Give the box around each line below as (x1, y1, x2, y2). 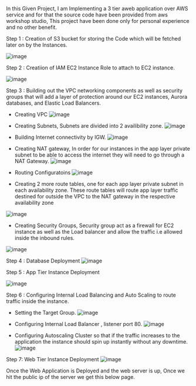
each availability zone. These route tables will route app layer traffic (14, 187, 178, 194)
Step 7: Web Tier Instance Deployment (6, 356, 99, 362)
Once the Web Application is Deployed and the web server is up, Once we (6, 367, 185, 374)
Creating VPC (14, 111, 48, 118)
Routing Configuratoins (14, 169, 71, 176)
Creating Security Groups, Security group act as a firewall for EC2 (14, 222, 174, 229)
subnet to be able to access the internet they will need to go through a (14, 151, 185, 158)
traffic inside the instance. (6, 298, 69, 305)
